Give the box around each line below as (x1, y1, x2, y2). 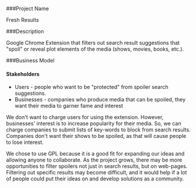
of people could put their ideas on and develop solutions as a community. (6, 175, 184, 182)
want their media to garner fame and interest (14, 103, 124, 110)
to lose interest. (6, 138, 44, 146)
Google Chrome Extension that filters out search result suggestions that (6, 39, 180, 46)
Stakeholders (6, 70, 40, 77)
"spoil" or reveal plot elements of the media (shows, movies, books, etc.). (6, 45, 184, 52)
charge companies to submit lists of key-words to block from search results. (6, 126, 191, 133)
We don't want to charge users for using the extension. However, (6, 114, 164, 121)
